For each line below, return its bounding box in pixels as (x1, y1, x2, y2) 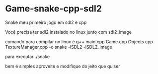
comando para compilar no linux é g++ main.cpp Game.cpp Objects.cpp (5, 38, 153, 45)
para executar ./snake (5, 53, 50, 60)
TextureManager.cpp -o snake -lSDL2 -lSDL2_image (5, 44, 113, 50)
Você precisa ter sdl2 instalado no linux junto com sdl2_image (5, 29, 132, 35)
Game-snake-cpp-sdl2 (5, 3, 102, 14)
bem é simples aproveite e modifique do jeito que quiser (5, 63, 120, 69)
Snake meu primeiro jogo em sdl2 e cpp (5, 19, 87, 25)
